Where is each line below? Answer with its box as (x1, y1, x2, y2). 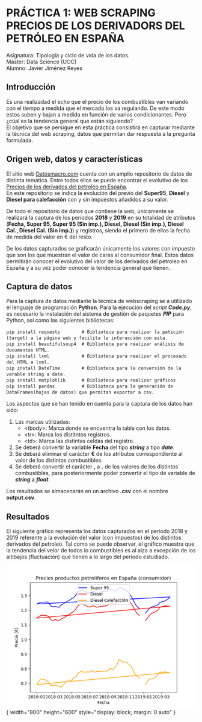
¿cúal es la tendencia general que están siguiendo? (6, 117, 133, 124)
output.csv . (6, 494, 36, 501)
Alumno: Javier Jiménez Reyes (6, 64, 83, 72)
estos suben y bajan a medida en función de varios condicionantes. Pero (6, 110, 186, 118)
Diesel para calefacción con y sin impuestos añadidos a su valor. (6, 196, 168, 203)
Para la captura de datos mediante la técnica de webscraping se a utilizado (6, 298, 192, 305)
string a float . (14, 476, 50, 483)
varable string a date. (6, 371, 66, 377)
